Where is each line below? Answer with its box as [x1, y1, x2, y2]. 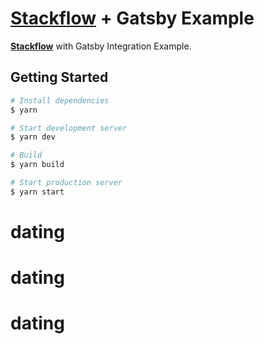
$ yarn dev [10, 132, 56, 142]
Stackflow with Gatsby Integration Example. [10, 40, 192, 52]
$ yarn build [10, 160, 65, 170]
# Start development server [10, 123, 128, 133]
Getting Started [10, 69, 109, 86]
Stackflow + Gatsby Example [10, 7, 255, 30]
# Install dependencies [10, 95, 110, 106]
